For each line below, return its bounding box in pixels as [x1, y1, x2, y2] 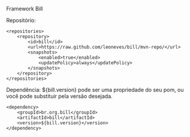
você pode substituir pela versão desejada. [6, 93, 113, 100]
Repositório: [6, 17, 36, 23]
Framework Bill [6, 5, 43, 12]
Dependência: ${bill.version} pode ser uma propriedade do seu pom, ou [6, 87, 184, 93]
